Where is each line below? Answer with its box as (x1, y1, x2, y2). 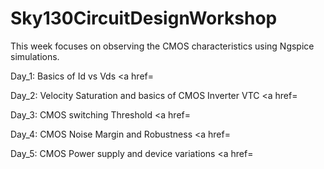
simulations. (10, 50, 60, 62)
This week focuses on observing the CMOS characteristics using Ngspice (10, 40, 315, 52)
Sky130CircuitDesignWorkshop (10, 7, 278, 30)
